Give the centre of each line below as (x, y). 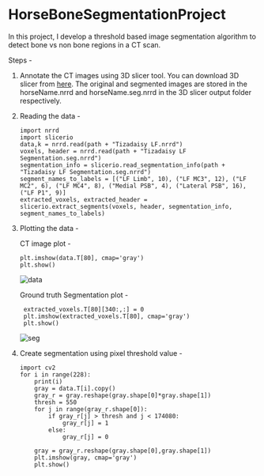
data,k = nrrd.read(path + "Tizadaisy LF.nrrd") (101, 144)
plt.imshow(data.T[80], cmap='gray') (82, 258)
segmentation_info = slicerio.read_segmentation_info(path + (123, 165)
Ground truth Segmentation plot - (74, 295)
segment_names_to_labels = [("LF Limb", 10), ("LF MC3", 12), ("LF (133, 179)
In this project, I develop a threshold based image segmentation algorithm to (132, 36)
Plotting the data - (49, 228)
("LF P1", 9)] (43, 193)
